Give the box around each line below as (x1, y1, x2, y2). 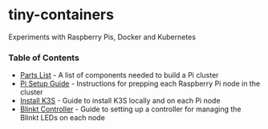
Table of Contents (8, 52, 80, 63)
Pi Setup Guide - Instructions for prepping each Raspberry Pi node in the (19, 79, 261, 89)
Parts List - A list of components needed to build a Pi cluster (19, 71, 219, 80)
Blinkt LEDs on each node (19, 113, 106, 123)
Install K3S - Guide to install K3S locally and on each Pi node (19, 96, 221, 106)
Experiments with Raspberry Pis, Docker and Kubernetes (8, 32, 197, 42)
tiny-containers (8, 6, 115, 24)
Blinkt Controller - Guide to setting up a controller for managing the (19, 104, 242, 114)
